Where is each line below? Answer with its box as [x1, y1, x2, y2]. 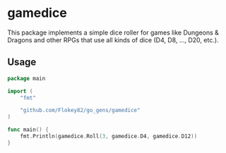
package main [7, 75, 46, 82]
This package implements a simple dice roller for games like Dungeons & [7, 28, 219, 37]
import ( [7, 87, 33, 94]
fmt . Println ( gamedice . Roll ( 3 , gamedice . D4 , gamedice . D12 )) [20, 133, 198, 140]
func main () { [7, 126, 49, 133]
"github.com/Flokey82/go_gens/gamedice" [20, 107, 141, 114]
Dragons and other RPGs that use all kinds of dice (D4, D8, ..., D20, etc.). [7, 35, 219, 44]
